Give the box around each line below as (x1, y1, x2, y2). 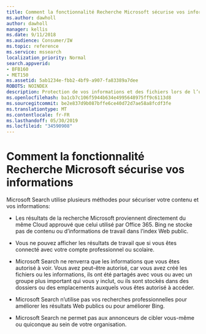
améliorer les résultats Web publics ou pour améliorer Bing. (15, 302, 165, 310)
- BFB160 (6, 66, 29, 72)
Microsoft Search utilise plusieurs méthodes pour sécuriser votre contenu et (6, 196, 199, 203)
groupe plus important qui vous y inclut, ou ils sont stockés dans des (15, 278, 189, 285)
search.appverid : (6, 60, 51, 66)
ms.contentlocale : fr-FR (6, 112, 70, 118)
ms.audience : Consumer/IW (6, 37, 72, 44)
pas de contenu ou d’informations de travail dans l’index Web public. (15, 228, 189, 235)
